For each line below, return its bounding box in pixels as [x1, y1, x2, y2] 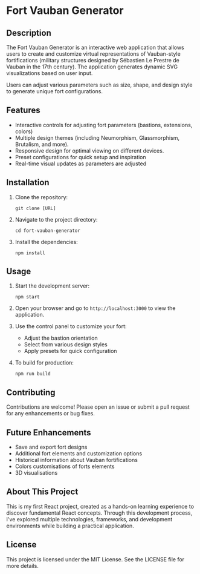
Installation [6, 177, 50, 188]
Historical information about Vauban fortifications [15, 457, 138, 464]
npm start [15, 294, 40, 300]
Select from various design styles [24, 341, 108, 348]
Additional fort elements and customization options [15, 450, 143, 457]
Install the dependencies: [15, 238, 79, 245]
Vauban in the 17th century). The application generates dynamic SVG [6, 63, 178, 70]
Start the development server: [15, 282, 90, 289]
